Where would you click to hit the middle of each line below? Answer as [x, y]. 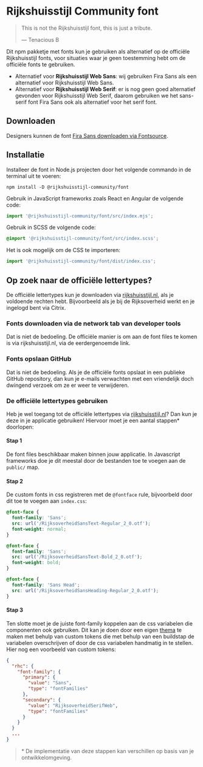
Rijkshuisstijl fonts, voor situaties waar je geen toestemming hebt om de [96, 58]
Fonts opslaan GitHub [39, 359]
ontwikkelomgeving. [46, 757]
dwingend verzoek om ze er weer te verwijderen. [68, 385]
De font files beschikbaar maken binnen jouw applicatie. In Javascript [93, 454]
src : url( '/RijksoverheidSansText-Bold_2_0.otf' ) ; [77, 557]
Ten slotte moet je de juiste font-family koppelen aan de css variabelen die [100, 623]
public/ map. [23, 467]
